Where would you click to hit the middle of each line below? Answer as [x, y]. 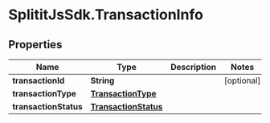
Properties [35, 45]
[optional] [242, 80]
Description [193, 67]
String [102, 80]
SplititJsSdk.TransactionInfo [106, 15]
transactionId [39, 80]
